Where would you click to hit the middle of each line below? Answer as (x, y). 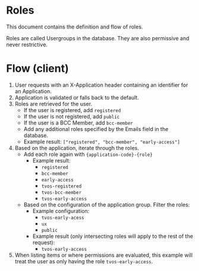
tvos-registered (61, 186)
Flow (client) (38, 68)
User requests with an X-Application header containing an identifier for (101, 85)
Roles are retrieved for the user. (53, 104)
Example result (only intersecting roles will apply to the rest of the (113, 236)
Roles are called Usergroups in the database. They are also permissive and (98, 38)
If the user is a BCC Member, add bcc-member (78, 123)
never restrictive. (27, 44)
